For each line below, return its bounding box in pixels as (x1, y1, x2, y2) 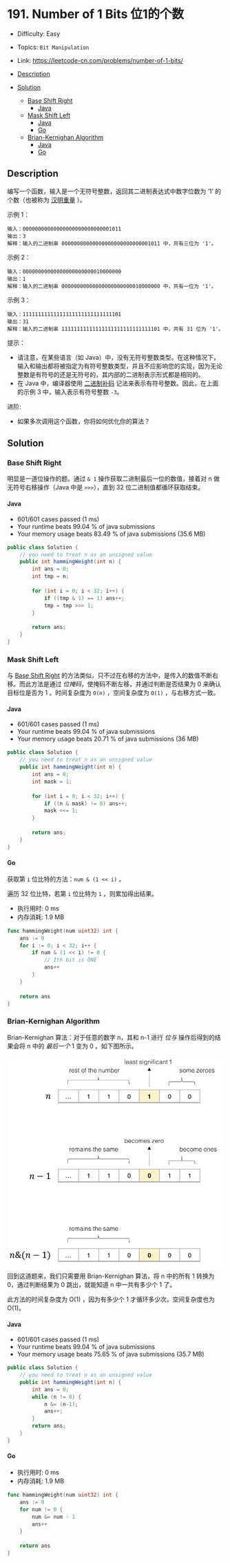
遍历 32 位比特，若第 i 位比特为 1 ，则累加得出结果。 (7, 889, 158, 897)
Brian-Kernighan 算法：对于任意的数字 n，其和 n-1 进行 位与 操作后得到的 (7, 1033, 215, 1041)
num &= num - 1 (32, 1513, 76, 1520)
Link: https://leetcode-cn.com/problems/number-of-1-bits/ (17, 56, 184, 64)
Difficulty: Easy (17, 29, 61, 38)
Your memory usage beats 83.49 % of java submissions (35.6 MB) (17, 530, 206, 538)
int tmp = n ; (32, 573, 70, 580)
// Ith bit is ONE (43, 957, 97, 964)
